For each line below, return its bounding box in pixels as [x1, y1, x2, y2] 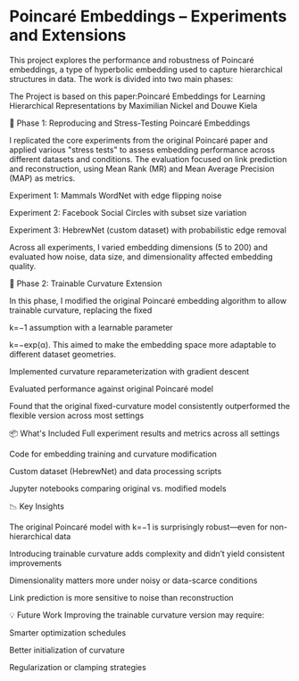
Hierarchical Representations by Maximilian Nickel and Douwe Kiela [9, 100, 258, 111]
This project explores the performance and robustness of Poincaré [9, 54, 254, 65]
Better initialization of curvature [9, 644, 125, 655]
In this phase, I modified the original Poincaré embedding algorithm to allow [9, 295, 287, 306]
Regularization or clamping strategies [9, 661, 147, 672]
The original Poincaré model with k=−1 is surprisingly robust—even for [9, 521, 268, 532]
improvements [9, 557, 62, 568]
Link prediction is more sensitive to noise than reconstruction [9, 592, 234, 603]
